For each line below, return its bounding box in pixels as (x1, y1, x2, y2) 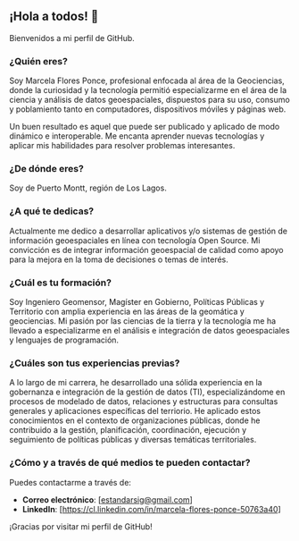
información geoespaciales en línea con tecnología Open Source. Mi (9, 234, 261, 246)
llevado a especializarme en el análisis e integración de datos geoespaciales (9, 325, 290, 335)
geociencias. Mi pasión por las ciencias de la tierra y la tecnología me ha (9, 316, 277, 326)
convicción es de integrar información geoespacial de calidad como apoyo (9, 244, 284, 255)
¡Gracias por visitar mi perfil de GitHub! (9, 520, 154, 532)
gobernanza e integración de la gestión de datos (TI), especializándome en (9, 386, 286, 398)
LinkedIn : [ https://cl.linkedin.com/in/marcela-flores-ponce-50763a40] (21, 503, 281, 514)
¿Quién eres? (9, 55, 69, 67)
